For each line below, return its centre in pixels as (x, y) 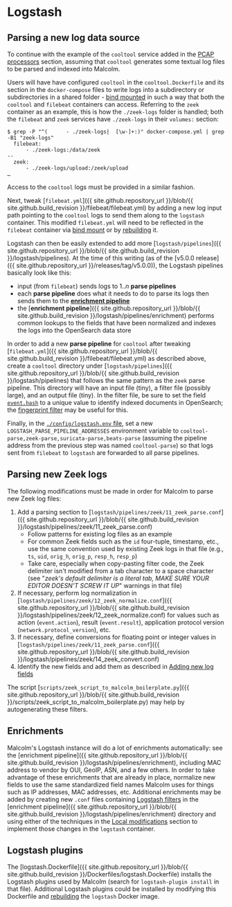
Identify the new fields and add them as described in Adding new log (115, 666)
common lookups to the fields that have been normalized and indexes (116, 323)
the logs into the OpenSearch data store (74, 330)
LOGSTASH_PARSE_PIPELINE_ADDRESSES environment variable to (93, 431)
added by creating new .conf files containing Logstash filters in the (103, 799)
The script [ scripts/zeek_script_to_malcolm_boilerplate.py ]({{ (98, 687)
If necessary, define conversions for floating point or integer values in (117, 637)
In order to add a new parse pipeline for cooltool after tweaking (99, 344)
